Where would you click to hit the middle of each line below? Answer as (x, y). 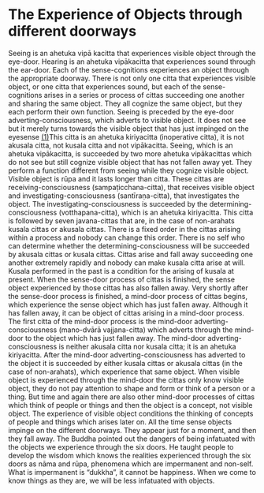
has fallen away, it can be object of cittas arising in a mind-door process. (126, 312)
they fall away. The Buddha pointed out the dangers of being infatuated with (132, 439)
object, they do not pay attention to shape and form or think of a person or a (132, 388)
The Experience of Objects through (125, 15)
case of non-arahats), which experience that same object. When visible (124, 372)
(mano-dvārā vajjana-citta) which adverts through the (146, 330)
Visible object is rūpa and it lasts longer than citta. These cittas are (116, 178)
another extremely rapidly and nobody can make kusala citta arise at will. (127, 263)
